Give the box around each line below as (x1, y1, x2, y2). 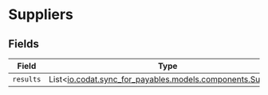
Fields (8, 37, 40, 51)
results (12, 75, 41, 84)
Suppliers (8, 6, 74, 24)
